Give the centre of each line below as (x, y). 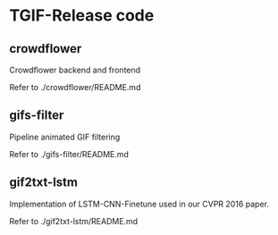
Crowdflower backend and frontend (75, 70)
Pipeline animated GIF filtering (65, 137)
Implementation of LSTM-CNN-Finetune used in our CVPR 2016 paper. (139, 204)
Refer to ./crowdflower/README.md (75, 87)
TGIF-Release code (82, 16)
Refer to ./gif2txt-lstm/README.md (74, 221)
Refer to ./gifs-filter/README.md (69, 154)
